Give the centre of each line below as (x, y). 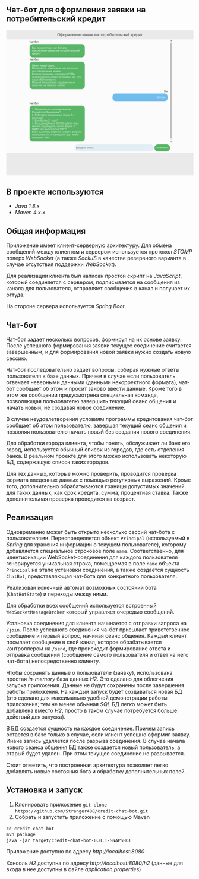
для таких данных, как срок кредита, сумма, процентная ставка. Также (97, 493)
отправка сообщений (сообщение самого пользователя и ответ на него (97, 654)
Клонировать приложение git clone (61, 804)
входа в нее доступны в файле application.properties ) (74, 869)
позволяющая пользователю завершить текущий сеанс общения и (91, 401)
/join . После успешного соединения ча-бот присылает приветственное (98, 630)
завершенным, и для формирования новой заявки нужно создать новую (99, 352)
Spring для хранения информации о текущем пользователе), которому (96, 544)
